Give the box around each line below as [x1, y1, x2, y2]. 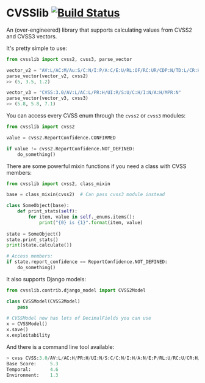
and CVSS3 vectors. [6, 32, 57, 40]
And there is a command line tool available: [6, 343, 115, 350]
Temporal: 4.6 [6, 366, 59, 373]
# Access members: [6, 253, 53, 259]
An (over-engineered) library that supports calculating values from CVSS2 [6, 26, 192, 33]
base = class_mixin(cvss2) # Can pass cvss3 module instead [6, 192, 165, 198]
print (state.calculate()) [6, 242, 72, 248]
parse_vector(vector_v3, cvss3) [6, 95, 88, 102]
